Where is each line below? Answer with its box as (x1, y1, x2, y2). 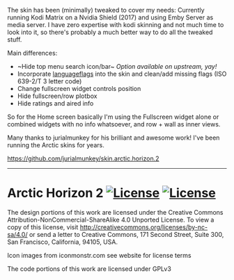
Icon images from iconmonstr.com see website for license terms (7, 251, 192, 259)
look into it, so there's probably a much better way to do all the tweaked (7, 28, 213, 36)
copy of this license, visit (7, 222, 79, 231)
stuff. (7, 35, 22, 44)
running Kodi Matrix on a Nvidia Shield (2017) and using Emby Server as (7, 13, 214, 22)
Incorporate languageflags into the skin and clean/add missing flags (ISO (17, 69, 227, 78)
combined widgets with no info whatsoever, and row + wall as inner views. (7, 120, 221, 128)
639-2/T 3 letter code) (17, 77, 82, 85)
